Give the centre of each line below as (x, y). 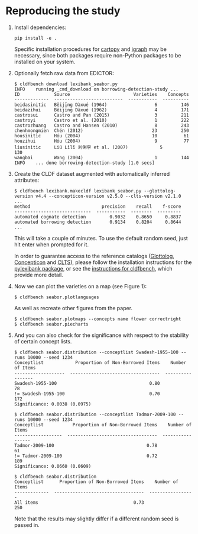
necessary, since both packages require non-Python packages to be (98, 55)
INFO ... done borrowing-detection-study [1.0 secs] (84, 163)
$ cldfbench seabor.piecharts (51, 324)
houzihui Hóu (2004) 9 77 (102, 141)
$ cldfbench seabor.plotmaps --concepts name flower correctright (98, 319)
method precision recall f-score (98, 206)
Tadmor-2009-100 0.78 (86, 445)
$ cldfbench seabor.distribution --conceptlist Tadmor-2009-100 (95, 414)
